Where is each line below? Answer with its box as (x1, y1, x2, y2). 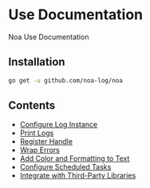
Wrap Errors (19, 146, 60, 155)
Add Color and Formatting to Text (19, 154, 130, 163)
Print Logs (19, 128, 54, 138)
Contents (8, 98, 56, 113)
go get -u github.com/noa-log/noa (8, 76, 124, 85)
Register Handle (19, 137, 73, 146)
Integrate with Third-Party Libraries (19, 170, 136, 181)
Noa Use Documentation (8, 32, 89, 42)
